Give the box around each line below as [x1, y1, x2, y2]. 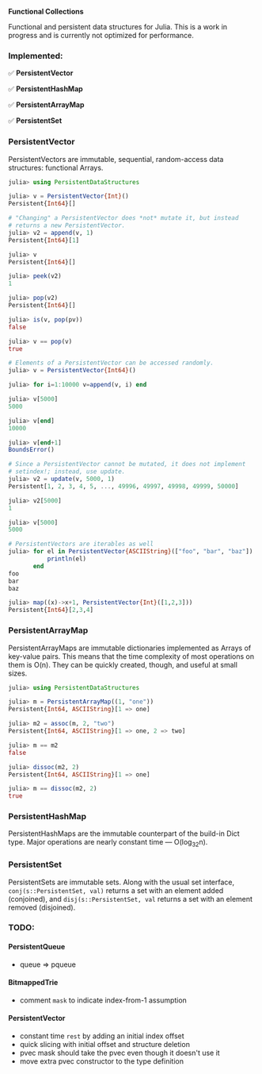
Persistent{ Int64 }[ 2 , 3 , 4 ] [8, 606, 93, 614]
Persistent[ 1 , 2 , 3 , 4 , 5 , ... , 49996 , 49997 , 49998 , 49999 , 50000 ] [8, 482, 239, 491]
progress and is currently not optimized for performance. [8, 31, 194, 40]
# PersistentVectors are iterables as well [8, 540, 154, 549]
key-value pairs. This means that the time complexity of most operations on [8, 651, 255, 661]
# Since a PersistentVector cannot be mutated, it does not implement [8, 460, 246, 468]
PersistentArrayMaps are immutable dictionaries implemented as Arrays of [8, 643, 252, 652]
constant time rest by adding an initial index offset [19, 1031, 184, 1041]
